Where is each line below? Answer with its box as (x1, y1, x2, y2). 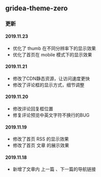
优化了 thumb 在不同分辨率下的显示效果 (12, 45, 96, 51)
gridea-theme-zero (5, 4, 68, 13)
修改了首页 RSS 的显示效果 (12, 136, 69, 142)
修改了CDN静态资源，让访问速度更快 (12, 75, 90, 81)
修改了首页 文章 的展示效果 (12, 142, 69, 149)
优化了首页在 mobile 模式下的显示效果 (12, 51, 92, 57)
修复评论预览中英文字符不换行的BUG (12, 112, 90, 118)
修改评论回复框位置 (12, 105, 54, 111)
